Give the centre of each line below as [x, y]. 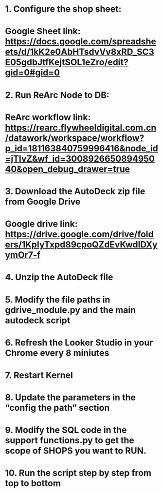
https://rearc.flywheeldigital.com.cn [81, 127]
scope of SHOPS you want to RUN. [76, 451]
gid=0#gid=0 [32, 73]
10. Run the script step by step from [78, 473]
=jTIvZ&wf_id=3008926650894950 [80, 159]
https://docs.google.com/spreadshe [81, 42]
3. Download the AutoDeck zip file [75, 191]
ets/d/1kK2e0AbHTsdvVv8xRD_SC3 [80, 52]
